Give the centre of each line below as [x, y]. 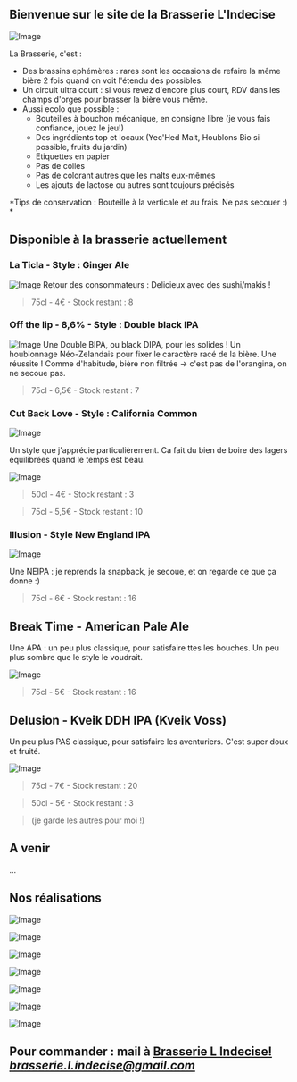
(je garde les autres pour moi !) [88, 820]
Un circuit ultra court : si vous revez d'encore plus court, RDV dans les [151, 89]
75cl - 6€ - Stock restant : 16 [83, 599]
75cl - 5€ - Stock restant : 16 [83, 692]
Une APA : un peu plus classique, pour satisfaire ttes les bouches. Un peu [144, 648]
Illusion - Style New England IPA [80, 535]
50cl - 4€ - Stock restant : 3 [82, 494]
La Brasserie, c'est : [45, 54]
